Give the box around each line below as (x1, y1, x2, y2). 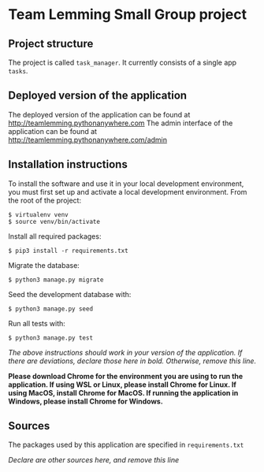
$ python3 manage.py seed (8, 305, 93, 313)
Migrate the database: (8, 260, 80, 269)
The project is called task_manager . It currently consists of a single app (8, 58, 237, 67)
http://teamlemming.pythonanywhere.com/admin (8, 135, 168, 144)
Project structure (8, 37, 94, 50)
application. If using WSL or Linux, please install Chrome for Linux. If (8, 380, 236, 389)
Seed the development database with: (8, 289, 132, 299)
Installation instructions (8, 158, 128, 171)
